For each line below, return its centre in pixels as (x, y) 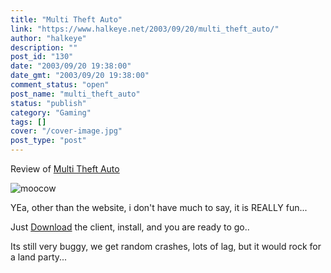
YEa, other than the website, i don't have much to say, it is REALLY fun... (159, 207)
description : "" (44, 47)
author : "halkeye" (48, 38)
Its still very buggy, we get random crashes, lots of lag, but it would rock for (166, 246)
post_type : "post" (48, 141)
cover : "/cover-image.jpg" (66, 131)
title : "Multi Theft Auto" (66, 19)
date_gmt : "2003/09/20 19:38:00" (80, 76)
